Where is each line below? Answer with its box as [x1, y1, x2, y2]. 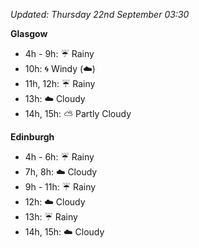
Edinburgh [10, 131, 55, 143]
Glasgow [10, 28, 48, 39]
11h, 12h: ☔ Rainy [24, 78, 96, 89]
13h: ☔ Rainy [24, 211, 78, 223]
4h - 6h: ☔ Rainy [24, 151, 95, 163]
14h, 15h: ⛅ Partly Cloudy [24, 108, 132, 119]
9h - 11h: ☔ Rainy [24, 181, 97, 193]
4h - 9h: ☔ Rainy [24, 48, 95, 59]
